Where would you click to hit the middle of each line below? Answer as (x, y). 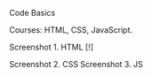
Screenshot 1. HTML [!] (52, 47)
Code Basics (32, 13)
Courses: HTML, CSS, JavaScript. (71, 30)
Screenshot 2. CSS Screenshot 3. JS (76, 64)
